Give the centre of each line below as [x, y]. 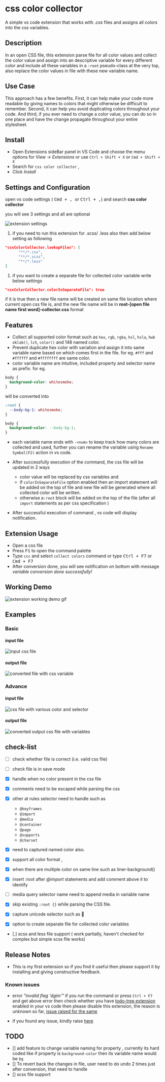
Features [19, 325]
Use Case [20, 86]
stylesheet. [16, 125]
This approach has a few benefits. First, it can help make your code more [79, 98]
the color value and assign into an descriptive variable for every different [79, 60]
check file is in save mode [39, 769]
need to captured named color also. [49, 849]
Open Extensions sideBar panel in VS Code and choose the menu [79, 152]
